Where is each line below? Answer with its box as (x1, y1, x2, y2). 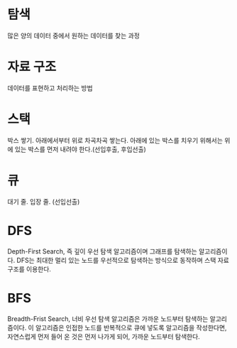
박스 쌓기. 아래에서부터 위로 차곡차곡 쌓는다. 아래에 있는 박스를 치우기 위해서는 (7, 136, 224, 144)
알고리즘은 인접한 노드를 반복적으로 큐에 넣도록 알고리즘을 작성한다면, (35, 323, 227, 332)
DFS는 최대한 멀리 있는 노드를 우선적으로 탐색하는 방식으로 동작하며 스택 (16, 256, 216, 264)
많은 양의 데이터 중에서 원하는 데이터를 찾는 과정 (7, 31, 140, 40)
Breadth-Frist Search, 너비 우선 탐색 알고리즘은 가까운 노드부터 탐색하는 (7, 314, 209, 323)
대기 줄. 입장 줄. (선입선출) (7, 197, 80, 206)
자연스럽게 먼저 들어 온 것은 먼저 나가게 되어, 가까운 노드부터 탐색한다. (7, 332, 200, 341)
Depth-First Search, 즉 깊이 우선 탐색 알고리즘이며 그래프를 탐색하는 (7, 246, 197, 256)
